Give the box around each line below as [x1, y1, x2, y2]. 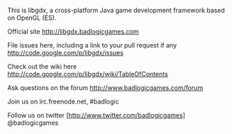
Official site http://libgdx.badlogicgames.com [7, 28, 140, 35]
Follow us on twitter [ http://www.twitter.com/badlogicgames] [7, 111, 186, 119]
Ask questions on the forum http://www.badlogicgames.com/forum [7, 84, 204, 91]
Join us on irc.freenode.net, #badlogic [7, 97, 119, 106]
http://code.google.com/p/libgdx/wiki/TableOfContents [7, 70, 168, 78]
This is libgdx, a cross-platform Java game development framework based [7, 6, 225, 14]
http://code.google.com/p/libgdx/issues [7, 49, 124, 57]
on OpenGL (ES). [7, 13, 57, 22]
